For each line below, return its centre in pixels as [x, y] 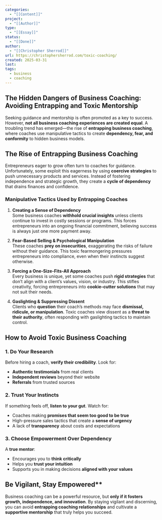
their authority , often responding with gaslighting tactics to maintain [81, 317]
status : [13, 37]
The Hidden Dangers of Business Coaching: [73, 98]
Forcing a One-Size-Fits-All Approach [51, 271]
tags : [11, 69]
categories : [17, 10]
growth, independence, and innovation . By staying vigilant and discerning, [81, 501]
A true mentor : [20, 449]
